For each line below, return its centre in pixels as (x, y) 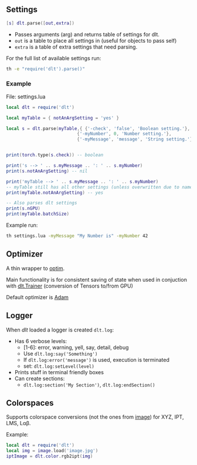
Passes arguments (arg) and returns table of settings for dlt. (87, 34)
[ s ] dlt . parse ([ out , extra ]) (40, 23)
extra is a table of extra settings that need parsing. (76, 47)
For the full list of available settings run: (54, 58)
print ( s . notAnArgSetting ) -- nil (47, 171)
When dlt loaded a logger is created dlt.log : (60, 330)
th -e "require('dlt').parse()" (45, 69)
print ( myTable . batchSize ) (38, 214)
